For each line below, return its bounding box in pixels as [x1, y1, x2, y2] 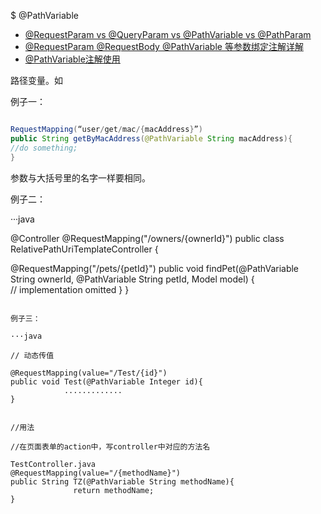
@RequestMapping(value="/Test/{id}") [10, 368, 168, 378]
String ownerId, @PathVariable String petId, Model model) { [10, 273, 255, 285]
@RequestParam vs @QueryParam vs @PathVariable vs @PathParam [24, 29, 312, 40]
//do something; [10, 143, 78, 153]
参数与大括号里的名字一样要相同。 [10, 171, 151, 184]
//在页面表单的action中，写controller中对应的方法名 [10, 441, 211, 452]
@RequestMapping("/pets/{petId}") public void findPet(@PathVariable [10, 262, 300, 274]
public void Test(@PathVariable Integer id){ [10, 376, 203, 387]
